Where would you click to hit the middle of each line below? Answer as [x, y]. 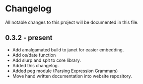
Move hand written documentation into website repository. [72, 76]
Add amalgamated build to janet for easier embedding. [68, 49]
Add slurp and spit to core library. [46, 60]
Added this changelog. [36, 65]
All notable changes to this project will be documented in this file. [72, 22]
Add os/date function [34, 55]
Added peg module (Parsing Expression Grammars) [65, 71]
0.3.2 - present [29, 38]
